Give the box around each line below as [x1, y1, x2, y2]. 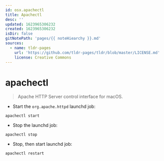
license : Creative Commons [14, 55, 72, 60]
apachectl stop [5, 132, 38, 138]
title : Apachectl [5, 12, 42, 17]
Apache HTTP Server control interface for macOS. [17, 94, 123, 100]
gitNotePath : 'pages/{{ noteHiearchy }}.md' [5, 36, 101, 41]
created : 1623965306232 [5, 26, 56, 32]
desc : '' [5, 17, 24, 22]
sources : [5, 41, 24, 46]
